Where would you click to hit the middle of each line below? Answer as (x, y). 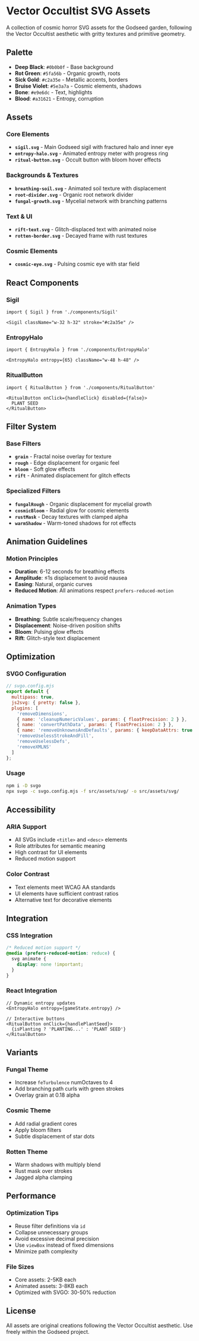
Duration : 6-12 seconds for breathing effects (70, 572)
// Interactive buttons (36, 1019)
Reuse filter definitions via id (50, 1226)
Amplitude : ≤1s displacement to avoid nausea (71, 578)
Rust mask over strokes (43, 1171)
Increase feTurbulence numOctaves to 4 (64, 1082)
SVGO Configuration (36, 673)
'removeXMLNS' (34, 747)
